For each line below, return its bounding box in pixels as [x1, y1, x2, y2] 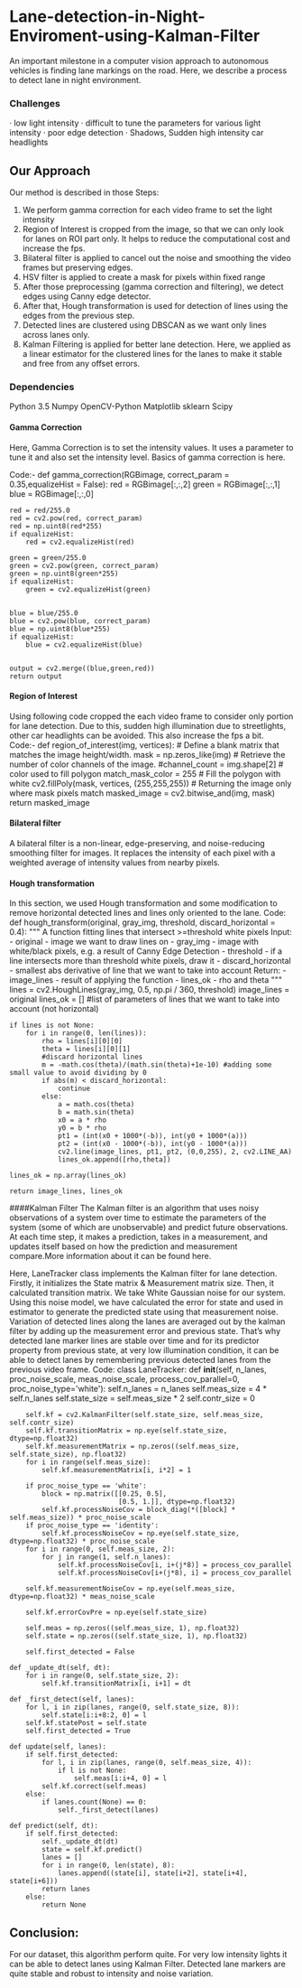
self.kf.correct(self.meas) [41, 1782, 147, 1791]
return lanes [41, 1885, 91, 1894]
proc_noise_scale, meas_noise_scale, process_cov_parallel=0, [9, 1374, 241, 1385]
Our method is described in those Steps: [9, 187, 160, 198]
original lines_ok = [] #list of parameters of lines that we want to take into [9, 994, 280, 1004]
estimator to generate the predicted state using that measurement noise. [9, 1307, 279, 1318]
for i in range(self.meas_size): [25, 1458, 151, 1467]
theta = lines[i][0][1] [41, 1045, 131, 1054]
